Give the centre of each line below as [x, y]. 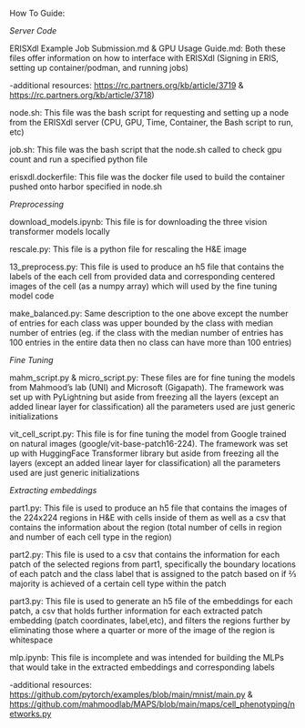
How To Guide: [37, 13]
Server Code [33, 30]
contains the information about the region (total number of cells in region [146, 527]
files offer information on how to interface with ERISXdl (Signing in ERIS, [144, 58]
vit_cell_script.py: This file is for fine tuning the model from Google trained [148, 434]
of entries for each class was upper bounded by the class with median [141, 323]
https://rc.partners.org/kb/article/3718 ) [82, 95]
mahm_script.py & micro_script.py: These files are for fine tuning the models [152, 378]
